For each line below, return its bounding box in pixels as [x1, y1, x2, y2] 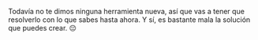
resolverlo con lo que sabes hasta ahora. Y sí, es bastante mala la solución [8, 15, 251, 24]
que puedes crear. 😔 [8, 24, 77, 32]
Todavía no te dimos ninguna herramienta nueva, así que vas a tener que [8, 7, 245, 16]
